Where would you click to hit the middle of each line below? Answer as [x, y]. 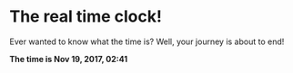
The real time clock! [86, 17]
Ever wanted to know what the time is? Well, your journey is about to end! [147, 41]
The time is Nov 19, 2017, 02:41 [69, 59]
